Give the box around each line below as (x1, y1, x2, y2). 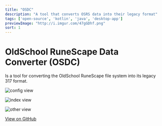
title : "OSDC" (5, 7, 34, 12)
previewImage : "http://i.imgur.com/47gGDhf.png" (5, 21, 106, 26)
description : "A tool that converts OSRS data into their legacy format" (5, 12, 158, 17)
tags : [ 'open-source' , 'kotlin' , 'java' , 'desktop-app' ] (5, 16, 123, 21)
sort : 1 (5, 25, 21, 30)
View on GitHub (5, 116, 36, 122)
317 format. (5, 78, 28, 84)
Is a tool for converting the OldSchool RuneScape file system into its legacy (5, 73, 156, 79)
